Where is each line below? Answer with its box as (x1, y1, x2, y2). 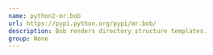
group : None (8, 34, 48, 43)
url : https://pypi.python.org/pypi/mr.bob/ (8, 19, 157, 27)
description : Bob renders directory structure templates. (8, 27, 207, 35)
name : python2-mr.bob (8, 11, 81, 20)
